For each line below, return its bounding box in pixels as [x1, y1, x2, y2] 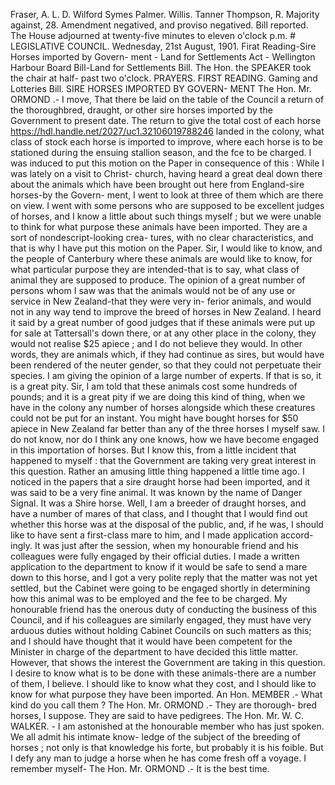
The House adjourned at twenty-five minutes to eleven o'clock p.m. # [10, 30, 297, 41]
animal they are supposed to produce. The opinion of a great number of [10, 274, 306, 286]
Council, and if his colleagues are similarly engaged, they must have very [10, 614, 312, 626]
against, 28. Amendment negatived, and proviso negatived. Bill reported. [10, 19, 309, 31]
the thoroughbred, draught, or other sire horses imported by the [10, 104, 273, 116]
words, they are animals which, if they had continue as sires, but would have [10, 349, 325, 360]
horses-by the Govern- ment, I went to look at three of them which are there [10, 189, 324, 201]
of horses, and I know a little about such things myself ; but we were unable [10, 210, 322, 222]
